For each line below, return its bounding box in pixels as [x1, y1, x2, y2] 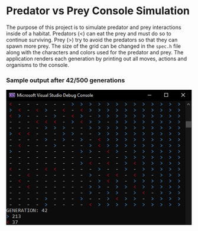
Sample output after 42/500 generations [6, 76, 125, 84]
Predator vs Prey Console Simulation [6, 4, 190, 18]
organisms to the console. [6, 61, 70, 69]
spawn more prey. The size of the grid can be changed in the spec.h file [6, 43, 181, 50]
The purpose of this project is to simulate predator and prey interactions [6, 24, 181, 31]
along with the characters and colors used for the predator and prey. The [6, 48, 184, 56]
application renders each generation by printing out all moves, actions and [6, 55, 187, 62]
